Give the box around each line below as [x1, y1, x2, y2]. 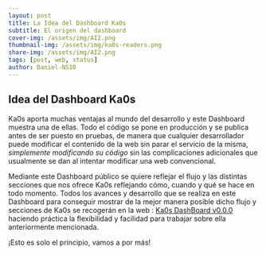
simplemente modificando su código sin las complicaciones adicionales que [8, 148, 258, 157]
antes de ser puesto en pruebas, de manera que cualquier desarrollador [8, 130, 244, 140]
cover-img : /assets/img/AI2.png [8, 33, 115, 42]
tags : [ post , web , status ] [8, 56, 98, 64]
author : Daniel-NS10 [8, 64, 77, 71]
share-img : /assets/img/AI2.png [8, 48, 115, 56]
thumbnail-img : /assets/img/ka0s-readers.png [8, 41, 162, 49]
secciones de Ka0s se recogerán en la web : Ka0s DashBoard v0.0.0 [8, 205, 233, 214]
